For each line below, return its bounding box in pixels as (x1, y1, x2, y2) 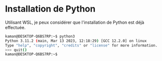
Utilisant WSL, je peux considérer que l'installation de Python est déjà (5, 19, 144, 25)
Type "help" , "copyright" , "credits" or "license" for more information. (5, 43, 158, 48)
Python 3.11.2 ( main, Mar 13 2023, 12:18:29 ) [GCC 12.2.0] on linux (5, 38, 147, 43)
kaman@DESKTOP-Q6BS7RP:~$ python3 (5, 34, 75, 39)
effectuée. (5, 24, 26, 30)
